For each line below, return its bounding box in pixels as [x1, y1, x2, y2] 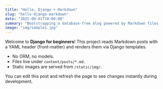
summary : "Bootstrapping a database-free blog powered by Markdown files [5, 21, 159, 26]
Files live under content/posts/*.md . [12, 59, 85, 65]
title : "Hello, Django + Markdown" [5, 7, 78, 12]
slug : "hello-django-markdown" [5, 12, 69, 17]
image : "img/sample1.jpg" [5, 25, 58, 30]
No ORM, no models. [12, 53, 54, 59]
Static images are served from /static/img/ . [12, 64, 102, 70]
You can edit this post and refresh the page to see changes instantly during [5, 73, 157, 79]
